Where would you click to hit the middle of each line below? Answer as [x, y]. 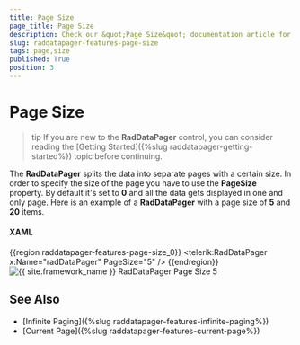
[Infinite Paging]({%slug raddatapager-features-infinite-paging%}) [146, 321]
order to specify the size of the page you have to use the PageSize [133, 183]
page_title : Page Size [52, 26]
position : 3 [31, 68]
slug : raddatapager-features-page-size [84, 43]
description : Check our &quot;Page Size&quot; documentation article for [150, 34]
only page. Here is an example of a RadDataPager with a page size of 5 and [150, 202]
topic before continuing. [119, 156]
